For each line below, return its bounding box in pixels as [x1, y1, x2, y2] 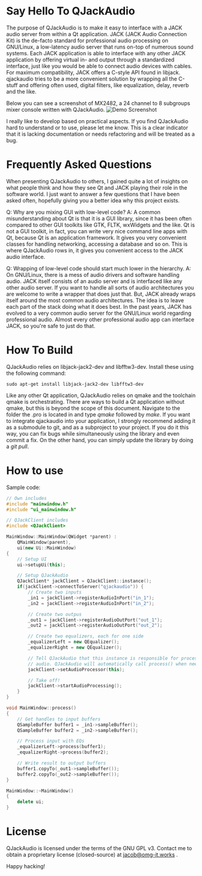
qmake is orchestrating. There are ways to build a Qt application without [6, 398, 185, 405]
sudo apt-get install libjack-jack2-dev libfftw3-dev [6, 381, 144, 387]
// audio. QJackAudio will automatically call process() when [28, 661, 187, 667]
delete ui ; [17, 799, 44, 805]
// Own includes [6, 495, 47, 501]
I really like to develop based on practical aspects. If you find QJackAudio [6, 117, 189, 124]
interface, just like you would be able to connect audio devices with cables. [6, 62, 192, 70]
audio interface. [6, 253, 46, 260]
